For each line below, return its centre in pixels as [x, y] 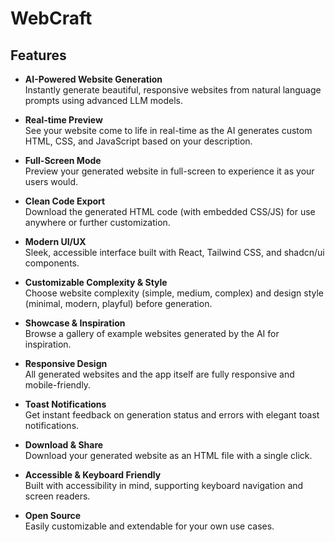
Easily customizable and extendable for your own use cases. [149, 526]
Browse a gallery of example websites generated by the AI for [152, 333]
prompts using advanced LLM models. [103, 100]
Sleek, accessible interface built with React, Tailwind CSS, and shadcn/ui [174, 252]
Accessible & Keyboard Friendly [93, 475]
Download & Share [64, 445]
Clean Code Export [65, 201]
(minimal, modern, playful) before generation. [118, 303]
